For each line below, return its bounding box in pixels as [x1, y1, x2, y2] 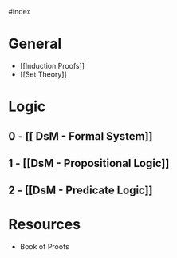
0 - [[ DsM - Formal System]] [8, 129, 153, 143]
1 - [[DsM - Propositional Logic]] [8, 156, 170, 170]
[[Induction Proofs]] [19, 61, 85, 70]
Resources [8, 216, 81, 234]
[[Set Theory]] [19, 69, 68, 79]
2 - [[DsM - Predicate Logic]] [8, 184, 153, 197]
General [8, 35, 62, 53]
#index [8, 7, 31, 16]
